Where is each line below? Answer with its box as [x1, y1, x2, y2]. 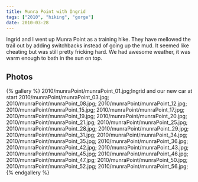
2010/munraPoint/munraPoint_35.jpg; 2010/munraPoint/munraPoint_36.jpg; [6, 138, 189, 145]
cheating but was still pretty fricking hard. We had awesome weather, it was [6, 48, 191, 56]
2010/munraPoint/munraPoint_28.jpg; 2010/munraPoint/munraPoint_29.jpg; [6, 125, 189, 132]
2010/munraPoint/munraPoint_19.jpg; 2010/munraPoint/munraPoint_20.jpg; [6, 113, 187, 120]
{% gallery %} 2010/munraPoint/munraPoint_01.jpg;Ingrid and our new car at [6, 87, 193, 95]
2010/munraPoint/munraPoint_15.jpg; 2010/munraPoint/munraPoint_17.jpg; [6, 106, 185, 113]
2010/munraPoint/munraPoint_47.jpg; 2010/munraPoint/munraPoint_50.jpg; [6, 157, 188, 164]
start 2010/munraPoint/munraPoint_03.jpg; [6, 94, 109, 101]
